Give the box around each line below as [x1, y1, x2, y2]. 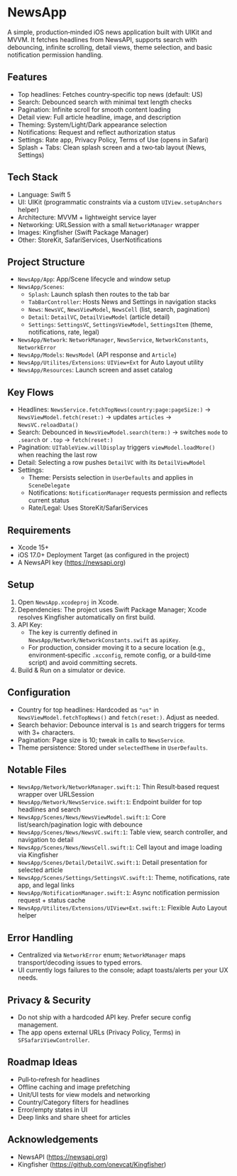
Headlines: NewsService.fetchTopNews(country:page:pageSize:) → [17, 405, 211, 414]
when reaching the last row [17, 451, 98, 459]
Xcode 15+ [17, 543, 50, 552]
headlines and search [17, 805, 81, 814]
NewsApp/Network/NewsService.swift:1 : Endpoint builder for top [17, 798, 202, 807]
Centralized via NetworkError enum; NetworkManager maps [17, 951, 186, 960]
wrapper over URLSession [17, 790, 94, 799]
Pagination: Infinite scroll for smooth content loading [17, 105, 171, 114]
